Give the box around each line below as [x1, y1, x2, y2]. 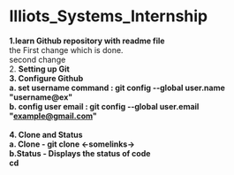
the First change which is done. [9, 44, 124, 55]
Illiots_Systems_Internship [9, 6, 208, 27]
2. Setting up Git [9, 64, 71, 74]
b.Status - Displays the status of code [9, 148, 151, 158]
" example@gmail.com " [9, 110, 97, 121]
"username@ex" [9, 91, 73, 103]
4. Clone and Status [9, 129, 83, 140]
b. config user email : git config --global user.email [9, 101, 200, 111]
